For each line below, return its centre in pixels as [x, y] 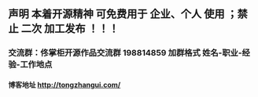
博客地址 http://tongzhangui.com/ [64, 84]
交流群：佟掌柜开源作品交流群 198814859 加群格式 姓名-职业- [125, 53]
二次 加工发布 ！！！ [70, 29]
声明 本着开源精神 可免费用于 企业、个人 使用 [116, 14]
